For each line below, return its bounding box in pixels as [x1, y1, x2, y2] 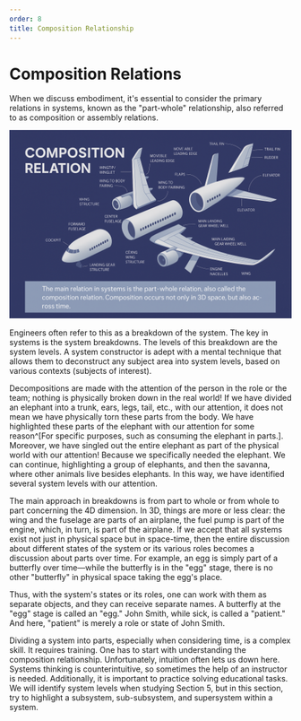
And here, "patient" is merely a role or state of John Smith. [9, 618, 226, 629]
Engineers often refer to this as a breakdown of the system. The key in [9, 327, 269, 338]
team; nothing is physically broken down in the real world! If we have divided [9, 393, 292, 404]
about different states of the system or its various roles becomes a [9, 543, 255, 554]
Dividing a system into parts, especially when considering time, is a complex [9, 635, 291, 646]
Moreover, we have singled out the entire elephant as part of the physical [9, 440, 279, 451]
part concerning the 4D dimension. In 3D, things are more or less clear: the [9, 505, 286, 516]
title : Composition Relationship [9, 23, 134, 33]
